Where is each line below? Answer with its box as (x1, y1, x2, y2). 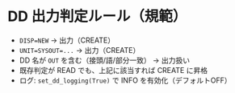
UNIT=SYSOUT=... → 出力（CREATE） (19, 45, 141, 55)
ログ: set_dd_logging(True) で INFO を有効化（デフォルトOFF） (19, 75, 232, 85)
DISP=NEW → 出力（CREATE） (19, 35, 115, 45)
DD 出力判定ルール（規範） (7, 7, 187, 26)
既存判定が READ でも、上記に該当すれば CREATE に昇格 (19, 65, 208, 75)
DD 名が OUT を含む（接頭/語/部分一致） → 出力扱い (19, 55, 191, 65)
